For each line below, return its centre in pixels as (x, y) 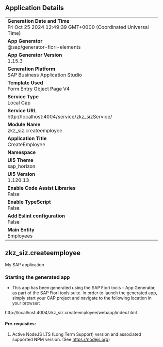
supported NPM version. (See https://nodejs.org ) (61, 339)
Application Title (27, 138)
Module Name (24, 124)
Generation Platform (32, 69)
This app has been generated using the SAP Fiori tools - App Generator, (84, 287)
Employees (20, 236)
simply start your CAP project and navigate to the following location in (82, 298)
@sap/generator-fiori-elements (44, 47)
